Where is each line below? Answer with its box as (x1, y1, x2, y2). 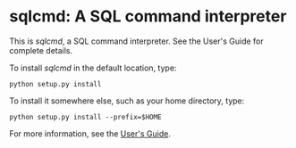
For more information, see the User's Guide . (9, 127, 172, 139)
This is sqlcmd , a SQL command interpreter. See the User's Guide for (9, 36, 264, 46)
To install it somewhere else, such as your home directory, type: (9, 95, 245, 106)
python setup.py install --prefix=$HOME (9, 112, 163, 121)
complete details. (9, 45, 73, 55)
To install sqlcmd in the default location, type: (9, 62, 177, 73)
